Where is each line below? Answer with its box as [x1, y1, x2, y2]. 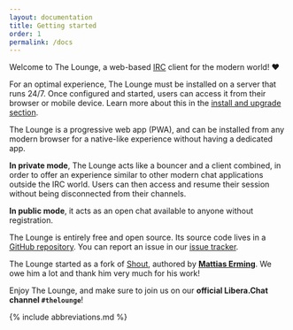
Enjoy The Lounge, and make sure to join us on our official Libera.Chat [9, 285, 268, 296]
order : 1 [9, 29, 42, 38]
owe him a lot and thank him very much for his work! [9, 268, 201, 279]
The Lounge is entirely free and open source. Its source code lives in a [9, 232, 266, 243]
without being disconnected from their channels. [9, 188, 187, 199]
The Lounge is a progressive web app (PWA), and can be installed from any [9, 125, 285, 135]
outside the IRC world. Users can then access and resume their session [9, 179, 270, 190]
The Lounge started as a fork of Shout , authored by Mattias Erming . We [9, 258, 272, 270]
